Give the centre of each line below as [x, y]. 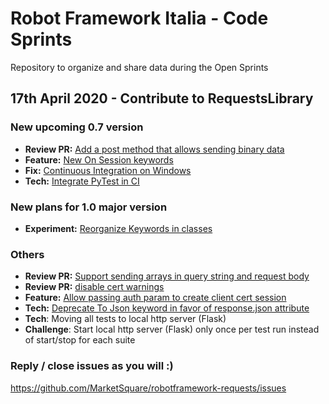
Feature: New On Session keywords [99, 159]
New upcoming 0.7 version [77, 127]
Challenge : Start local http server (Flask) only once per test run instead [172, 329]
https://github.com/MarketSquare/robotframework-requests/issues [148, 388]
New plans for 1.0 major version [89, 207]
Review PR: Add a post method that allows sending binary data [154, 149]
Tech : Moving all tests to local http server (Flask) [125, 319]
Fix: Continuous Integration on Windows [108, 170]
